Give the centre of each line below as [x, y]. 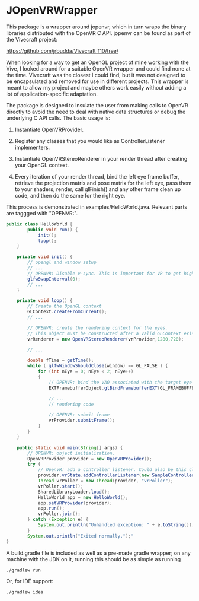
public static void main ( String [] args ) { [70, 448]
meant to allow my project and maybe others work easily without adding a [96, 87]
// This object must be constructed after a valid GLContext [105, 333]
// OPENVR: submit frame [79, 415]
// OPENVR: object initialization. [71, 453]
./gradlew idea [25, 592]
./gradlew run [24, 570]
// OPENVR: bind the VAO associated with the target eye [120, 382]
